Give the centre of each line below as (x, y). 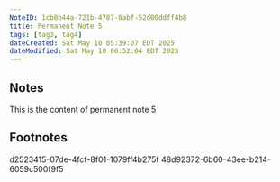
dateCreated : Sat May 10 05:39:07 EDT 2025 (92, 43)
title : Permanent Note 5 (56, 26)
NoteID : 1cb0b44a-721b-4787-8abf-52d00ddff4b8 (98, 18)
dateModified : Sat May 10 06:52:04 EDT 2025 (94, 51)
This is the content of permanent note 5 (83, 109)
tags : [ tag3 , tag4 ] (46, 34)
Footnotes (38, 137)
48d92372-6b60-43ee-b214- (216, 159)
